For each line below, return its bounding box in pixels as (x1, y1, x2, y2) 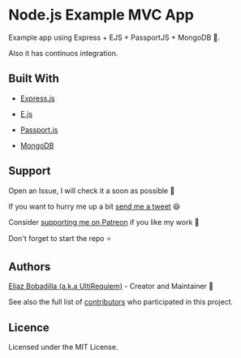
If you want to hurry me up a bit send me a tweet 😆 (8, 201, 181, 211)
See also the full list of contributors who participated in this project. (8, 297, 234, 307)
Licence (8, 321, 50, 334)
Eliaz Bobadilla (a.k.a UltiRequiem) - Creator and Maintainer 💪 (8, 282, 213, 291)
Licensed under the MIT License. (8, 343, 118, 352)
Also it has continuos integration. (8, 48, 118, 58)
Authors (8, 260, 51, 274)
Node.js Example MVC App (8, 6, 195, 24)
